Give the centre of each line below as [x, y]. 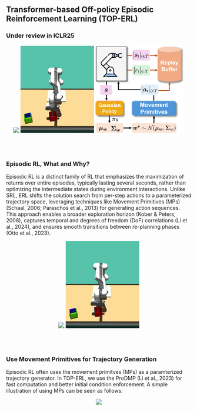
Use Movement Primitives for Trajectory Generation [81, 359]
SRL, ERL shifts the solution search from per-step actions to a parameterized [99, 195]
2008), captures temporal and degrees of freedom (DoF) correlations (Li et [97, 220]
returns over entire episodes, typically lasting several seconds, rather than [96, 183]
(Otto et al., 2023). [29, 233]
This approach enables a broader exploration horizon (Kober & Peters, [91, 214]
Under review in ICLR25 [40, 36]
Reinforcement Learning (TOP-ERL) [72, 19]
